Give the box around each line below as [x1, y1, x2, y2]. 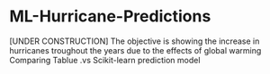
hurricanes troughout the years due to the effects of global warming [9, 45, 262, 55]
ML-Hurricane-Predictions [9, 6, 211, 27]
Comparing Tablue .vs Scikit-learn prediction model [9, 54, 201, 65]
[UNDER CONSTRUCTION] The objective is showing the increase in [9, 36, 260, 46]
